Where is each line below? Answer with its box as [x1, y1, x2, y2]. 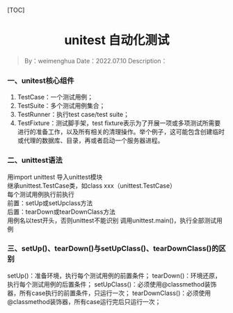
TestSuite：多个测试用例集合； [17, 102, 106, 110]
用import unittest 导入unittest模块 [7, 172, 103, 181]
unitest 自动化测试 [64, 33, 170, 48]
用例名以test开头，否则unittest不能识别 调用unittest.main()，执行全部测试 [7, 216, 217, 225]
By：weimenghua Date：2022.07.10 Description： [24, 56, 168, 65]
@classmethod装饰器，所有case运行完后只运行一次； [7, 297, 161, 305]
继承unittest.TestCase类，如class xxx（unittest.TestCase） [7, 181, 176, 190]
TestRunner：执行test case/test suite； [17, 111, 130, 119]
